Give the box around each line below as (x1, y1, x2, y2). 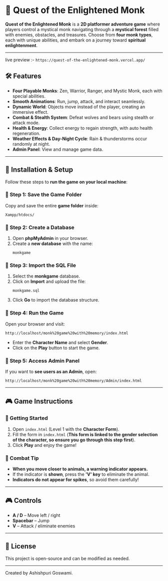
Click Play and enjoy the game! (12, 442, 76, 448)
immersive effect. (12, 109, 48, 115)
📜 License (5, 542, 36, 550)
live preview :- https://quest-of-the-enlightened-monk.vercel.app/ (5, 57, 145, 63)
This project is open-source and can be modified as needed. (5, 555, 130, 561)
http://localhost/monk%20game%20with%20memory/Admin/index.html (5, 378, 142, 384)
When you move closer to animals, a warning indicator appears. (12, 466, 148, 472)
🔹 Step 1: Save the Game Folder (5, 191, 82, 198)
